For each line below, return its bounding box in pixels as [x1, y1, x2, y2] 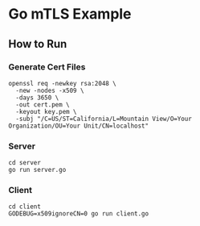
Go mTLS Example [8, 5, 132, 23]
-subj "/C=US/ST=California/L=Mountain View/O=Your [15, 115, 193, 123]
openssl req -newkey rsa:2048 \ [8, 79, 116, 87]
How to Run [8, 37, 67, 51]
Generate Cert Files [8, 61, 86, 73]
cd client [8, 203, 42, 211]
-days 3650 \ [15, 94, 59, 102]
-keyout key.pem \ [15, 107, 78, 115]
